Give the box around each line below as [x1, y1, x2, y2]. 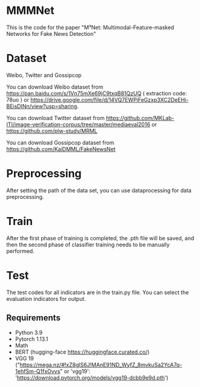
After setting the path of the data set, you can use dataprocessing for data [6, 186, 192, 194]
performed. [6, 247, 35, 255]
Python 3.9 [15, 329, 43, 336]
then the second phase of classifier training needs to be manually [6, 241, 170, 248]
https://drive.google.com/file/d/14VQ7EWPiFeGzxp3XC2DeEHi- [30, 96, 189, 103]
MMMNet [6, 4, 55, 18]
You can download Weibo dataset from [6, 83, 104, 90]
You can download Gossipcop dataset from [6, 139, 115, 146]
